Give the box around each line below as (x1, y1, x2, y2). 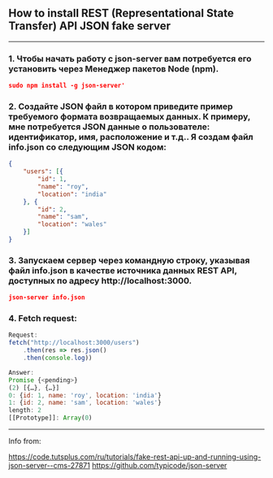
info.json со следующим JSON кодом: (8, 141, 167, 153)
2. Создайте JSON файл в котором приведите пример (8, 101, 233, 112)
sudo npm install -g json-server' (8, 81, 126, 90)
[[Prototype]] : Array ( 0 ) (8, 414, 93, 422)
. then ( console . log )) (23, 354, 93, 362)
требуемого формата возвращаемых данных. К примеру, (8, 111, 250, 122)
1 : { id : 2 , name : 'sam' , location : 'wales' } (8, 398, 162, 407)
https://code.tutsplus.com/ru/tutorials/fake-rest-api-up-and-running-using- (8, 452, 262, 462)
